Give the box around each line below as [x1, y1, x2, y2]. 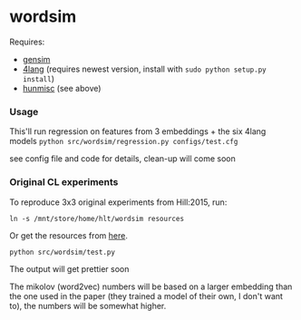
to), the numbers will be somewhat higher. [9, 300, 167, 311]
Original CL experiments [9, 176, 119, 189]
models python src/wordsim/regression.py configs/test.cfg [9, 136, 238, 147]
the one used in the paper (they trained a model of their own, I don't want [9, 290, 284, 301]
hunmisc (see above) [22, 82, 102, 93]
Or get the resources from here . [9, 229, 129, 241]
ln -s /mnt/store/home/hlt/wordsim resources [9, 214, 184, 223]
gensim [22, 53, 51, 64]
